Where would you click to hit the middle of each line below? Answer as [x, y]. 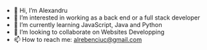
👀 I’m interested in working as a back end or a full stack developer [107, 18]
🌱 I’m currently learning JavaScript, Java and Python [88, 25]
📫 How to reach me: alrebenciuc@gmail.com [78, 40]
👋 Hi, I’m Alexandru [40, 10]
